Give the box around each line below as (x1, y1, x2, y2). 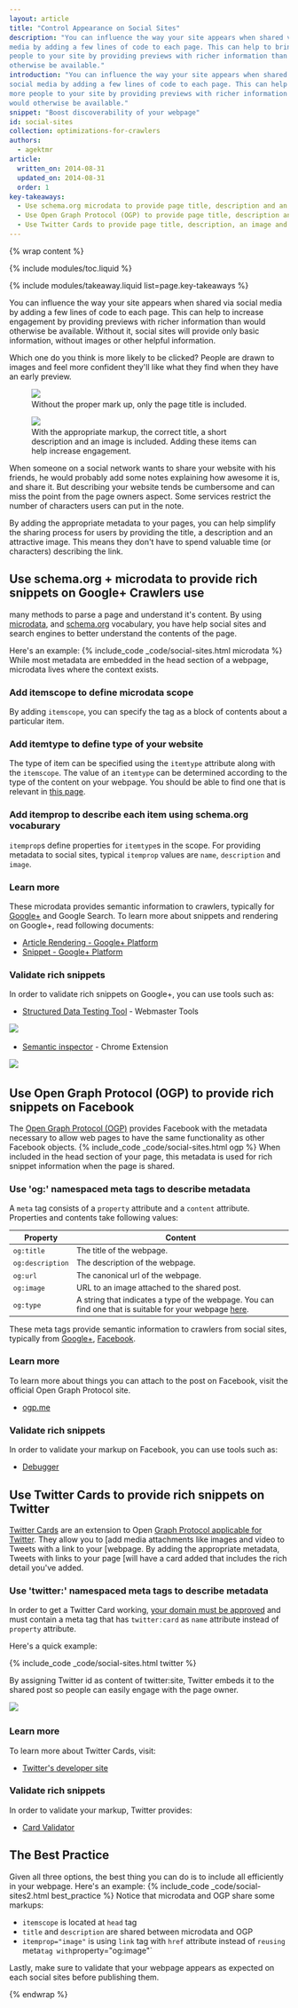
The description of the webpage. (76, 1257, 196, 1269)
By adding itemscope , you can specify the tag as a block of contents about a (9, 706, 287, 716)
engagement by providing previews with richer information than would (9, 316, 266, 327)
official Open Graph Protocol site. (9, 1385, 131, 1395)
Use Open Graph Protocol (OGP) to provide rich (9, 1086, 275, 1101)
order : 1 (17, 183, 50, 192)
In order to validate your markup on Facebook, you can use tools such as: (9, 1444, 278, 1455)
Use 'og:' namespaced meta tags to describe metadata (9, 1182, 251, 1195)
